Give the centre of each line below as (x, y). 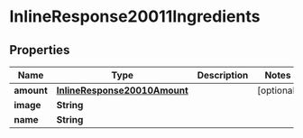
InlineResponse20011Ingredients (135, 17)
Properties (40, 50)
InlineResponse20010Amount (123, 90)
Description (223, 75)
